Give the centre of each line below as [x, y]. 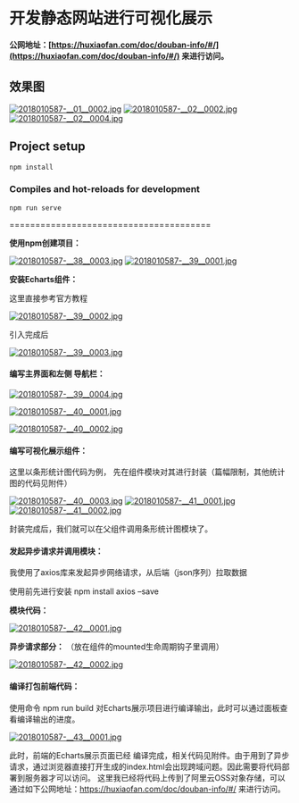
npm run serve [36, 208]
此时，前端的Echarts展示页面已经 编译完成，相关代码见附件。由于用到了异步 [149, 755]
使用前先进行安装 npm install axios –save [84, 591]
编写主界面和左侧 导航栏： [57, 374]
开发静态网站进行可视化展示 [111, 18]
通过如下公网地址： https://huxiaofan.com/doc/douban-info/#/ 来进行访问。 [147, 789]
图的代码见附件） [41, 483]
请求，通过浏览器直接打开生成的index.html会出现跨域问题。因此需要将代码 [146, 766]
